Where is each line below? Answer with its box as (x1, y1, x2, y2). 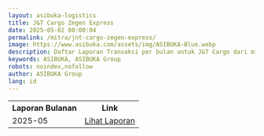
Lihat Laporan (84, 115, 136, 126)
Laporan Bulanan (12, 102, 77, 113)
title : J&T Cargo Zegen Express (8, 19, 114, 27)
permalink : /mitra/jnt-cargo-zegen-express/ (8, 33, 156, 42)
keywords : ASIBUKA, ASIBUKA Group (8, 56, 122, 64)
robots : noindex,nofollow (8, 63, 93, 71)
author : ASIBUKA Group (8, 70, 82, 78)
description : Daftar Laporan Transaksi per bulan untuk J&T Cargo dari (8, 48, 247, 56)
